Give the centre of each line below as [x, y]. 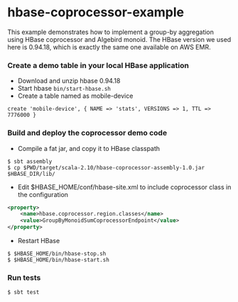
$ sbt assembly [30, 161]
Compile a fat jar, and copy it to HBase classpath [89, 148]
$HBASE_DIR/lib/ [31, 174]
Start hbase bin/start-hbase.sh [64, 89]
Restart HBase [39, 241]
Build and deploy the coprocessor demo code [87, 133]
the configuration [43, 194]
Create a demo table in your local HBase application [98, 65]
